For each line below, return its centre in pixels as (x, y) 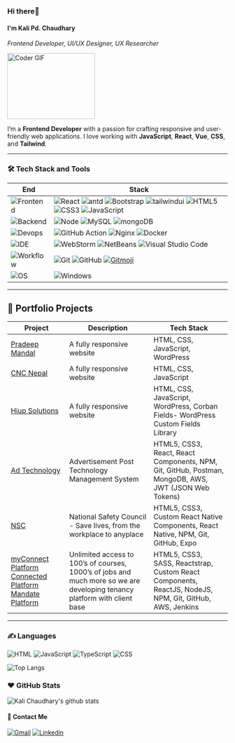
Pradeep (25, 344)
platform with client (101, 599)
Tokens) (167, 497)
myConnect (30, 559)
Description (108, 328)
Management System (104, 479)
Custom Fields (177, 424)
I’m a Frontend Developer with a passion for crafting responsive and (106, 129)
